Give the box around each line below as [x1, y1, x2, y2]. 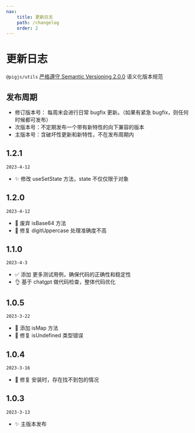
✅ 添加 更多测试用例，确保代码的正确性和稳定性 [14, 271, 131, 278]
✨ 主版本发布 [14, 420, 47, 427]
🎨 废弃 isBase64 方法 [14, 219, 66, 226]
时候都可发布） [14, 116, 51, 123]
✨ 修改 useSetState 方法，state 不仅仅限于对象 [14, 175, 129, 182]
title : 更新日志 [17, 14, 53, 20]
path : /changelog [17, 19, 60, 25]
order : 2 [17, 25, 38, 31]
